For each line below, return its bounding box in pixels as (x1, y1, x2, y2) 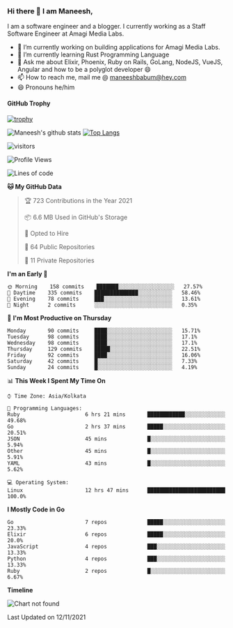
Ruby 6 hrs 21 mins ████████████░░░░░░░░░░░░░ (7, 411, 226, 418)
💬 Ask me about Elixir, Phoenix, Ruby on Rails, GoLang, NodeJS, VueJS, (17, 58, 223, 66)
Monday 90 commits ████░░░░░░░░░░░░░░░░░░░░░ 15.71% (7, 327, 200, 334)
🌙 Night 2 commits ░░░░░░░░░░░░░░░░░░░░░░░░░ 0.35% (7, 301, 198, 308)
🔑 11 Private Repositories (24, 256, 95, 264)
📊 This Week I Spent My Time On (7, 376, 106, 384)
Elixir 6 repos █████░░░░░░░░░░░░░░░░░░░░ (7, 530, 226, 538)
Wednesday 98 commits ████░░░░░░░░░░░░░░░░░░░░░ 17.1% (7, 339, 198, 346)
